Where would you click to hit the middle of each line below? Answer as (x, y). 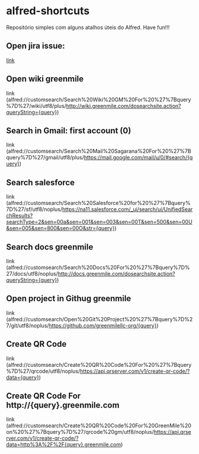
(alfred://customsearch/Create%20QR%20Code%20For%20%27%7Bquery (99, 365)
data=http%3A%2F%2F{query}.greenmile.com (64, 445)
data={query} (23, 377)
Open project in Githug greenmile (69, 298)
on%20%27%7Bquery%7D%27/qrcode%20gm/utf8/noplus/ (80, 432)
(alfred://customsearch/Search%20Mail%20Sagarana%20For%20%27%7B (99, 151)
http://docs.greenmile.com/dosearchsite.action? (117, 274)
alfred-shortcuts (48, 11)
